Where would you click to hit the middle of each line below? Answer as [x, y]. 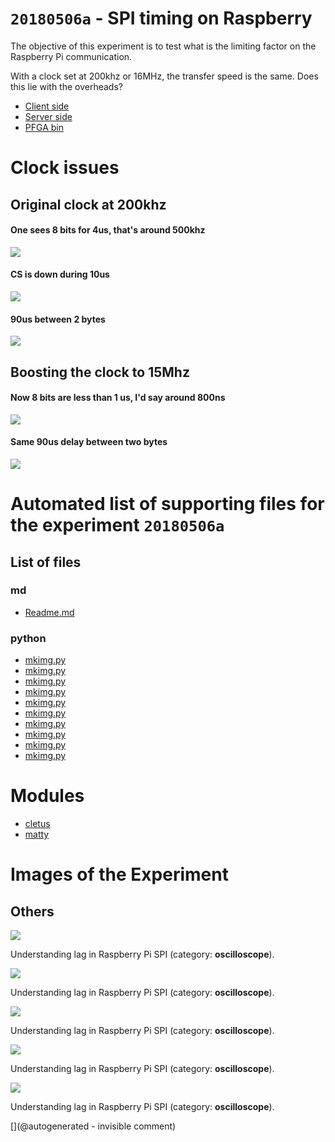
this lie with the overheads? [66, 86]
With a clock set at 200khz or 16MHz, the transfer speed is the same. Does [164, 76]
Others [32, 911]
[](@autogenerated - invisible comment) [93, 1126]
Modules [47, 796]
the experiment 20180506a [117, 525]
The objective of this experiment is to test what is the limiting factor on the [163, 46]
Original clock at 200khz [88, 204]
